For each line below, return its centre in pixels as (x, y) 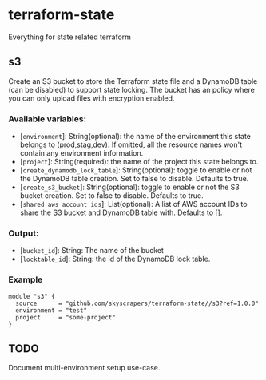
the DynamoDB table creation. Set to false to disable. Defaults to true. (134, 179)
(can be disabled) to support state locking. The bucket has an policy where (132, 89)
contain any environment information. (81, 153)
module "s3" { (32, 296)
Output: (24, 233)
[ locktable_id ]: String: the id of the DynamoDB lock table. (115, 259)
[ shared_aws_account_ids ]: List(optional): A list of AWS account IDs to (133, 204)
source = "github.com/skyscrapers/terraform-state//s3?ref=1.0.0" (137, 303)
